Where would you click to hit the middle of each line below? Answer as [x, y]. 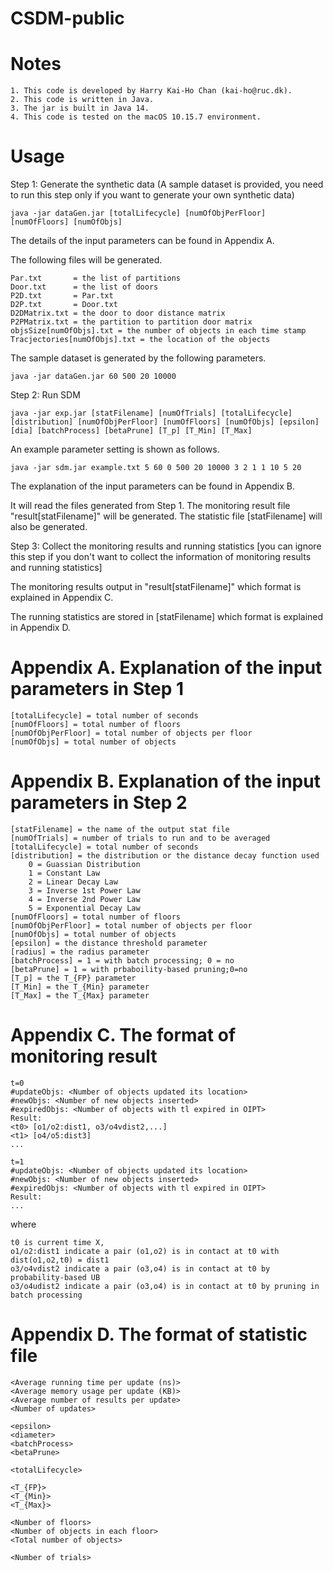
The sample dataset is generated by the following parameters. [138, 358]
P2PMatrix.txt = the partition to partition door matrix [131, 322]
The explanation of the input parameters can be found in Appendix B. [152, 486]
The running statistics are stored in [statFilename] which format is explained [167, 617]
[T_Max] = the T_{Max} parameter [80, 995]
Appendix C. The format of [123, 1035]
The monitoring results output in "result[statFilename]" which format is [156, 587]
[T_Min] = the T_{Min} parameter [80, 987]
